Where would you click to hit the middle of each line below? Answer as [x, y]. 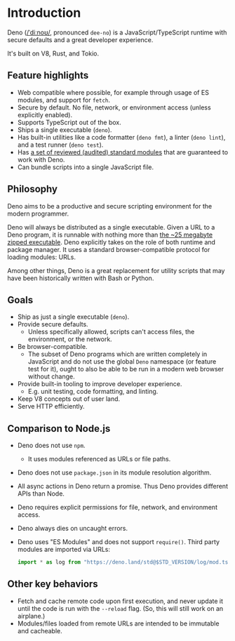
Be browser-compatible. [52, 347]
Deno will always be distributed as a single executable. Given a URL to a [111, 227]
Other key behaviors [53, 584]
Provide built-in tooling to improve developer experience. [100, 384]
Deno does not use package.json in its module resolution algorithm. [114, 473]
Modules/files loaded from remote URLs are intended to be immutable [118, 623]
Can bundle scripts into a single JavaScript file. [86, 167]
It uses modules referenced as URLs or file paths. [99, 459]
